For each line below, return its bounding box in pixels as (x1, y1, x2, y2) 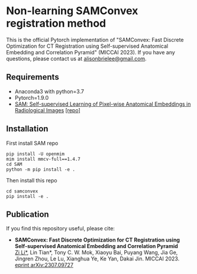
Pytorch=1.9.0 (14, 94, 49, 101)
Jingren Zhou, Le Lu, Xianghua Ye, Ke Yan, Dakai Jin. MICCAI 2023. (14, 255, 180, 262)
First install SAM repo (6, 139, 59, 146)
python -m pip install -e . (6, 167, 76, 172)
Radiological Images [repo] (14, 106, 81, 113)
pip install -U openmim (6, 151, 65, 157)
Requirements (6, 72, 59, 82)
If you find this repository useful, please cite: (6, 225, 115, 232)
